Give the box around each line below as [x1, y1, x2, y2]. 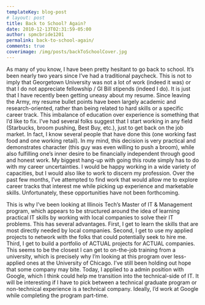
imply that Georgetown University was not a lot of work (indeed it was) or [6, 78, 191, 86]
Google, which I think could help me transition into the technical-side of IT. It [6, 272, 199, 279]
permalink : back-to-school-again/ [6, 37, 95, 43]
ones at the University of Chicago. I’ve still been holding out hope [26, 259, 192, 266]
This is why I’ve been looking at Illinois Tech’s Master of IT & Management [6, 200, 193, 208]
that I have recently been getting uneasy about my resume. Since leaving [6, 91, 191, 98]
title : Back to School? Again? [6, 20, 86, 26]
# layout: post [6, 15, 45, 21]
